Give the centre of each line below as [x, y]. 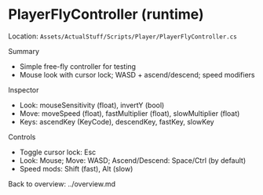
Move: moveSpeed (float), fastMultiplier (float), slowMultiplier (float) [130, 113]
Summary [24, 51]
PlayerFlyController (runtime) [106, 14]
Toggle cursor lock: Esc [58, 152]
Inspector [24, 90]
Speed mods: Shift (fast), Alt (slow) [76, 168]
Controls [22, 137]
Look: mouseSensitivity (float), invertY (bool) [92, 105]
